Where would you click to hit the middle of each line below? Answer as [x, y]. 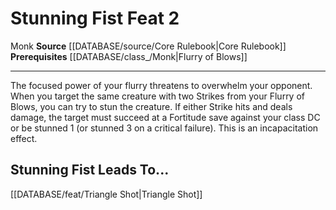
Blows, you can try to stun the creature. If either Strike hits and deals [151, 106]
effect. [24, 138]
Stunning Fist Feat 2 [95, 18]
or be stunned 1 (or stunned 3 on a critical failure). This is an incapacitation [164, 128]
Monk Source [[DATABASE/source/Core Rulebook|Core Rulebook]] [148, 46]
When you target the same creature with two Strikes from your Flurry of [157, 96]
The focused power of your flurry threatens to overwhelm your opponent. [161, 85]
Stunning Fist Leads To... [90, 170]
